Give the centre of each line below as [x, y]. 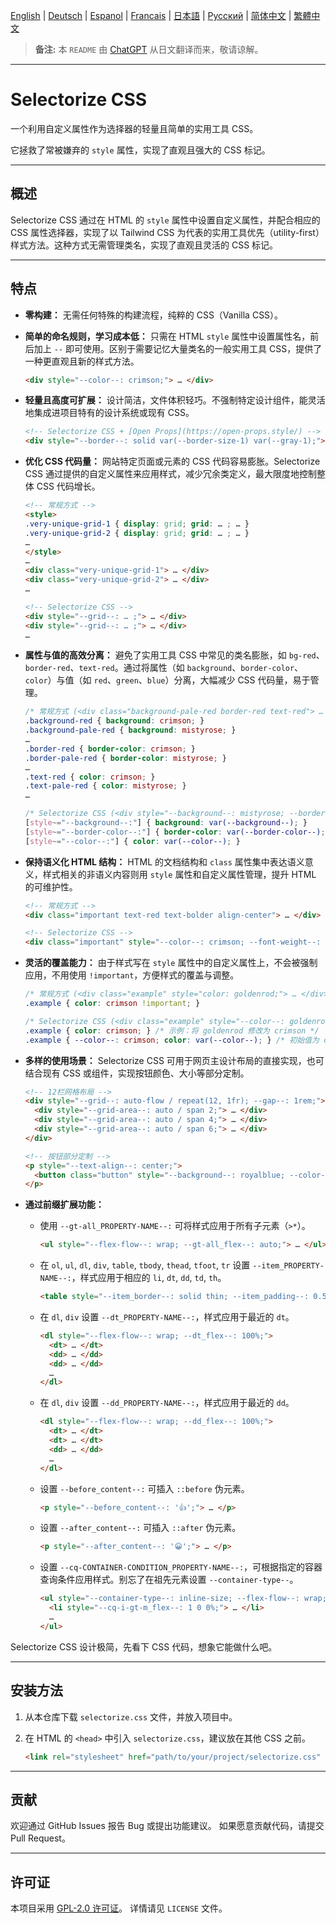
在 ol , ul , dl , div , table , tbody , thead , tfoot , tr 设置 [145, 1265]
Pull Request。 [40, 1838]
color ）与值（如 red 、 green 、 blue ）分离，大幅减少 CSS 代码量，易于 [167, 680]
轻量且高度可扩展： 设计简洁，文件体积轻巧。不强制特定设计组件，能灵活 [175, 400]
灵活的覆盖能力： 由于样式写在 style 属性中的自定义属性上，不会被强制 [171, 963]
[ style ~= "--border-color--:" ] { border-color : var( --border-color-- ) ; [175, 832]
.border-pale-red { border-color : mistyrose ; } [126, 758]
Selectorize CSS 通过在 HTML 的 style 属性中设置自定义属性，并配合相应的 [165, 220]
